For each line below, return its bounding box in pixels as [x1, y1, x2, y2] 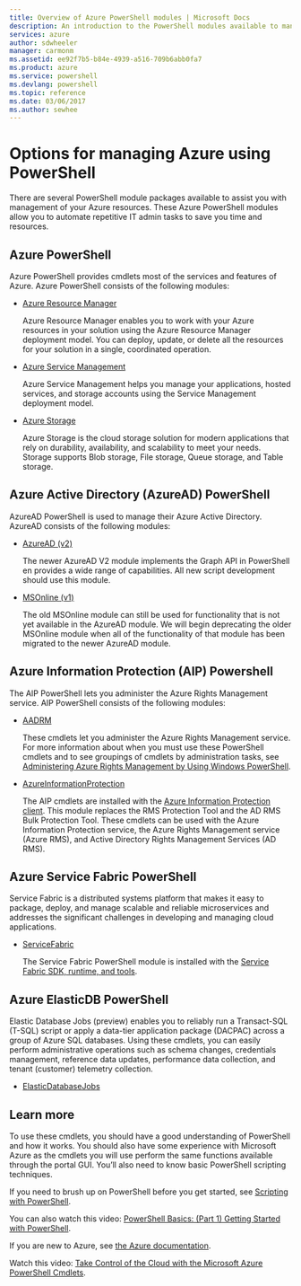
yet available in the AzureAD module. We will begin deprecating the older [21, 619, 292, 630]
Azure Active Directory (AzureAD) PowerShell [9, 487, 271, 503]
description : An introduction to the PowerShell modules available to [9, 22, 279, 31]
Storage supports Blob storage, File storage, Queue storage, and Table [21, 452, 284, 462]
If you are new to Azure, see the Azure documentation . [9, 1240, 211, 1251]
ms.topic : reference [9, 88, 87, 97]
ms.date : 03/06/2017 [9, 96, 87, 106]
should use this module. [21, 574, 111, 585]
